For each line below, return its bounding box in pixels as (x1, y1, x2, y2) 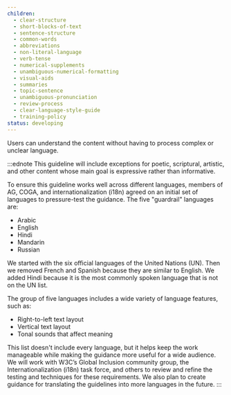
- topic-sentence (13, 87, 64, 94)
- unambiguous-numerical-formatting (13, 68, 119, 75)
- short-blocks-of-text (13, 23, 82, 30)
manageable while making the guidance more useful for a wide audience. (7, 351, 216, 359)
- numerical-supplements (13, 62, 85, 69)
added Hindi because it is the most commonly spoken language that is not (7, 273, 219, 281)
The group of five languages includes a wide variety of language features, (7, 294, 219, 302)
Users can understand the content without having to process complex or (7, 139, 214, 147)
